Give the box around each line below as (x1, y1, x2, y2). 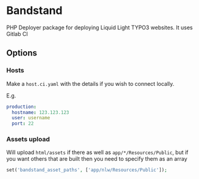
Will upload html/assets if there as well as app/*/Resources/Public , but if (6, 149, 189, 156)
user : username (12, 115, 51, 121)
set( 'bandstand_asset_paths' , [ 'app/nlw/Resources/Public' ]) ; (6, 167, 167, 174)
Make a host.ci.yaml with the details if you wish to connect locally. (6, 80, 175, 87)
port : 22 (12, 121, 34, 127)
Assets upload (6, 135, 50, 144)
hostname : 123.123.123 (12, 109, 69, 116)
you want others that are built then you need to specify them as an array (6, 155, 187, 163)
